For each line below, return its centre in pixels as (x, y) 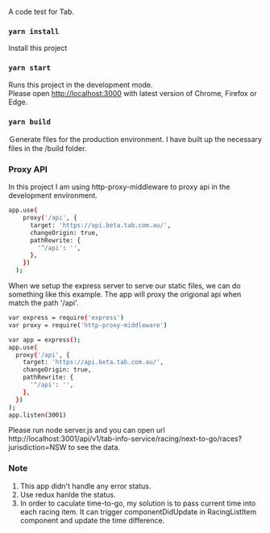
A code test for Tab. (42, 12)
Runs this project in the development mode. (81, 85)
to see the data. (94, 447)
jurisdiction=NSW (37, 447)
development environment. (53, 195)
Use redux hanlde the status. (68, 494)
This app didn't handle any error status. (85, 486)
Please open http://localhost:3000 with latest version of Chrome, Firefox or (133, 93)
